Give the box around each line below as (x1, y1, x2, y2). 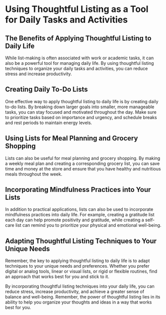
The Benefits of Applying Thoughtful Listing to (5, 34, 152, 42)
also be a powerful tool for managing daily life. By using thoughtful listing (5, 60, 154, 66)
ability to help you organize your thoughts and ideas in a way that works (5, 299, 152, 305)
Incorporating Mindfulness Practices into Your (5, 185, 151, 194)
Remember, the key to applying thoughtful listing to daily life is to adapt (5, 258, 150, 264)
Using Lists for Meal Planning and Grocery (5, 134, 138, 143)
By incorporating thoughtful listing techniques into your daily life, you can (5, 283, 155, 290)
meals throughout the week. (5, 171, 62, 177)
